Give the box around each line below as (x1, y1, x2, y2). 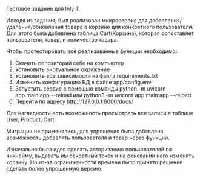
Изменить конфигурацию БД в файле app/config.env (15, 78, 152, 86)
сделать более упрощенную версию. (6, 165, 103, 172)
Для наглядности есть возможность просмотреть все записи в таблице (6, 110, 194, 116)
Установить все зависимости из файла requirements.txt (15, 72, 158, 79)
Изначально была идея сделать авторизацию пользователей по (6, 146, 173, 153)
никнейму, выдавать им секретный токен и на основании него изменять (6, 152, 195, 159)
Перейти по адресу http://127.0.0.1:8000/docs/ (15, 98, 133, 105)
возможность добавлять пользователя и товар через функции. (6, 134, 170, 141)
